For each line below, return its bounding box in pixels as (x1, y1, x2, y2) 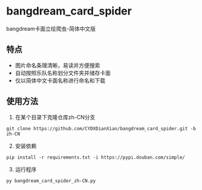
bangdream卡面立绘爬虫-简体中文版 (6, 25, 96, 32)
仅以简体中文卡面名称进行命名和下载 (15, 77, 106, 84)
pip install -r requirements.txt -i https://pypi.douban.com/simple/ (6, 154, 186, 160)
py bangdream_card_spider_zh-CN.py (6, 177, 96, 184)
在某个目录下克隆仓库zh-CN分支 (15, 113, 96, 120)
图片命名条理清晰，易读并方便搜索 (15, 62, 100, 69)
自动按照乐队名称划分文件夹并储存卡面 (15, 69, 111, 76)
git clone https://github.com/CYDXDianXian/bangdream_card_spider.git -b (6, 125, 197, 131)
